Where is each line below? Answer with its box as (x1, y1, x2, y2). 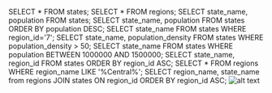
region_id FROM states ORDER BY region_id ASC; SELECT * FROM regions (8, 58, 259, 68)
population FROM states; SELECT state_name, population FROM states (8, 15, 245, 25)
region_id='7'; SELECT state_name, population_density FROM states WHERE (8, 32, 264, 42)
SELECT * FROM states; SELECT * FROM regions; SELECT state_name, (8, 7, 248, 16)
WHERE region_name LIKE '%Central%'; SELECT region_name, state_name (8, 67, 260, 76)
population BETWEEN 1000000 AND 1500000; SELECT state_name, (8, 50, 235, 59)
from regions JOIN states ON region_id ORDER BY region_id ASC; (8, 76, 227, 85)
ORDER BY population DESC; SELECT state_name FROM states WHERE (8, 24, 247, 33)
